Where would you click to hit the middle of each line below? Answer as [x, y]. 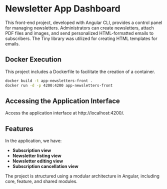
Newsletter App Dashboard [63, 9]
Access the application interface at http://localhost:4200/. [65, 113]
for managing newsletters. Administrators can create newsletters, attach [79, 27]
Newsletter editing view [38, 161]
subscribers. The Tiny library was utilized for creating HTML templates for [81, 38]
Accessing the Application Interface [62, 101]
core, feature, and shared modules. [41, 181]
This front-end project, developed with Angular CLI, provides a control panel [84, 22]
